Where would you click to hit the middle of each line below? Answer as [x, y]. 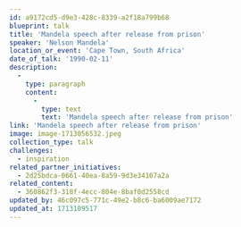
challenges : [31, 150]
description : [33, 68]
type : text [62, 109]
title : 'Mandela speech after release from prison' [107, 34]
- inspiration [43, 159]
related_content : [42, 184]
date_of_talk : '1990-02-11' [62, 59]
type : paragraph [56, 84]
